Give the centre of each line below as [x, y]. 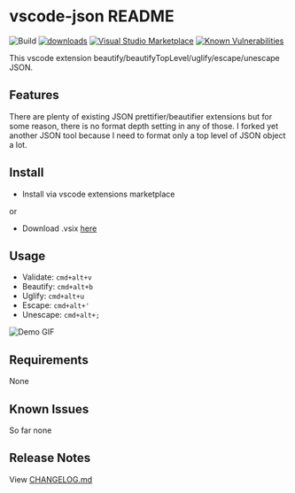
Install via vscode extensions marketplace [98, 194]
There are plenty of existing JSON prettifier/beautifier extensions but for [141, 116]
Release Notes [50, 458]
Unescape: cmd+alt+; [61, 315]
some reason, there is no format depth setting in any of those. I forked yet [144, 126]
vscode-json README [92, 16]
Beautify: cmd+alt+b [57, 287]
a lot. [19, 144]
